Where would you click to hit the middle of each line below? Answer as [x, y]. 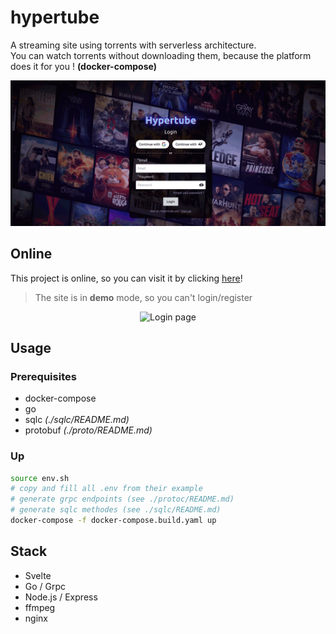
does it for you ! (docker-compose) [83, 66]
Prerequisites [43, 376]
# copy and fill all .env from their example [106, 489]
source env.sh [40, 478]
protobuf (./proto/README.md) [88, 430]
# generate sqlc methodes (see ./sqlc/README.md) [116, 510]
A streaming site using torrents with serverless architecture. [133, 45]
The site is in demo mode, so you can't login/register [143, 297]
